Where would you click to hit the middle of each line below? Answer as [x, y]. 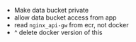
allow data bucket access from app [65, 17]
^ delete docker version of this [58, 32]
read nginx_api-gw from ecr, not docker [71, 25]
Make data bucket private [51, 10]
